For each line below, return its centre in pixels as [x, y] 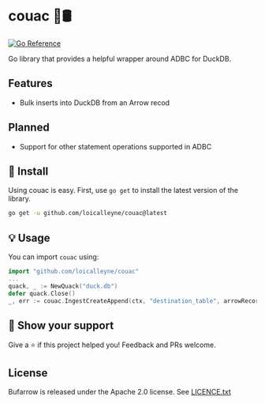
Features [30, 83]
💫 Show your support [61, 325]
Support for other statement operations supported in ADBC [116, 146]
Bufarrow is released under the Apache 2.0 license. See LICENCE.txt [119, 392]
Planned [29, 128]
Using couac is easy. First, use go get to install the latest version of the [123, 191]
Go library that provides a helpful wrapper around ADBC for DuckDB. [120, 59]
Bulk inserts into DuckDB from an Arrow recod [95, 102]
